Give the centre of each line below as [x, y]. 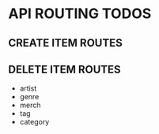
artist [28, 88]
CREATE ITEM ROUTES [65, 43]
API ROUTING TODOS [80, 14]
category [34, 122]
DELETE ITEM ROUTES [64, 69]
